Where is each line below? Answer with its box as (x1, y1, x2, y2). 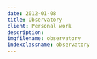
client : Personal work (7, 22, 72, 29)
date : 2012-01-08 (7, 9, 57, 17)
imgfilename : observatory (7, 35, 81, 42)
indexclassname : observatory (7, 41, 90, 48)
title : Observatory (7, 16, 63, 23)
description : (7, 28, 44, 36)
